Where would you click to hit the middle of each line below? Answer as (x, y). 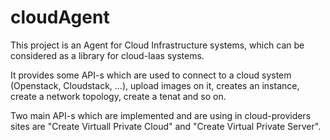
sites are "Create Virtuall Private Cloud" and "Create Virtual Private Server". (166, 126)
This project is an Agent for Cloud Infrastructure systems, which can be (157, 45)
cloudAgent (60, 17)
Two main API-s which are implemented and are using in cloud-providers (161, 115)
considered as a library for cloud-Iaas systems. (107, 55)
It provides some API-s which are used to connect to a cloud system (151, 75)
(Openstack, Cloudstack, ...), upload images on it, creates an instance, (155, 85)
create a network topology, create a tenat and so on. (118, 96)
